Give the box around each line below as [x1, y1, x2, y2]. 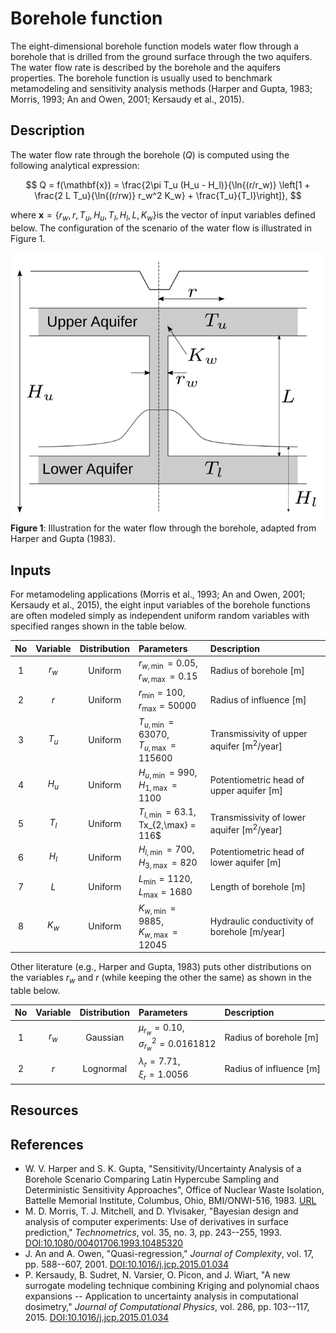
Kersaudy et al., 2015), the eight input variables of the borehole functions [10, 599, 311, 611]
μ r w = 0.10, [138, 1021, 185, 1037]
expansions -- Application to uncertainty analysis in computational [24, 1290, 299, 1302]
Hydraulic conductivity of [209, 915, 315, 927]
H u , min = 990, [138, 766, 198, 781]
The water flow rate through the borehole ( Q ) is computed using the [10, 148, 290, 161]
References [10, 1136, 84, 1153]
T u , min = [138, 715, 175, 730]
